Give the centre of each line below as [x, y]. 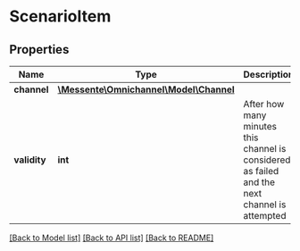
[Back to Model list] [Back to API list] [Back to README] [112, 238]
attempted [265, 216]
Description [269, 75]
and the [259, 182]
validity [30, 160]
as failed [261, 171]
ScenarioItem [60, 17]
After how [264, 104]
